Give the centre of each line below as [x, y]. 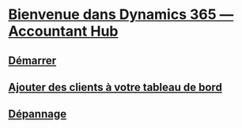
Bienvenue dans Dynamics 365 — [121, 15]
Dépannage [38, 114]
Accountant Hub [63, 31]
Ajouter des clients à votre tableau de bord [115, 87]
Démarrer [32, 60]
